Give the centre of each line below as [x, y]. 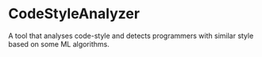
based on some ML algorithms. [59, 44]
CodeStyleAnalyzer [74, 14]
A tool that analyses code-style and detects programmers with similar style [131, 36]
